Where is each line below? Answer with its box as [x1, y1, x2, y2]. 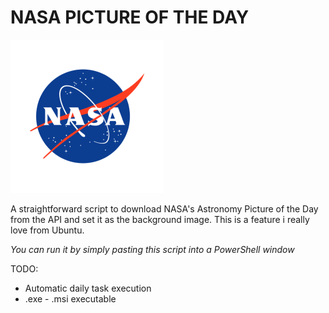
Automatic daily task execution [24, 282, 152, 294]
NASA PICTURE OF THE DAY [10, 6, 250, 29]
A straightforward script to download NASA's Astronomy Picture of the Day [10, 202, 319, 215]
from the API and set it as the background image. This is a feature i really [10, 213, 310, 225]
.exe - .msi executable [24, 292, 117, 305]
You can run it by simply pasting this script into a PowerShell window [10, 243, 295, 255]
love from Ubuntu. [10, 224, 85, 236]
